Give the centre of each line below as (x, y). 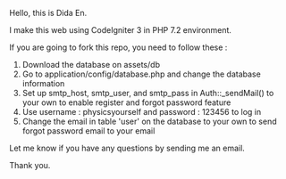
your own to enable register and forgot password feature (126, 102)
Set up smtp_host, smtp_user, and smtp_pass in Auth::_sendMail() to (148, 93)
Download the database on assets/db (91, 65)
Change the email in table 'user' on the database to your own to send (149, 121)
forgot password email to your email (88, 131)
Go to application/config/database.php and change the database (141, 74)
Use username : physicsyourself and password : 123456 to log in (142, 112)
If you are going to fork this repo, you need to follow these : (118, 47)
